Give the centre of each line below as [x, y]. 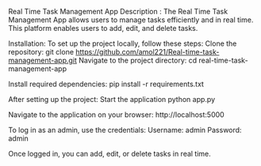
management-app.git [43, 60]
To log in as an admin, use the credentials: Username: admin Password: [125, 130]
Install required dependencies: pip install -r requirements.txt [106, 84]
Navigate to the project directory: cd [138, 60]
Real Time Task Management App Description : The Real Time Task [118, 11]
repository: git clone [41, 52]
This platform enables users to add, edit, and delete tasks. [103, 28]
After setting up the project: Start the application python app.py [112, 99]
